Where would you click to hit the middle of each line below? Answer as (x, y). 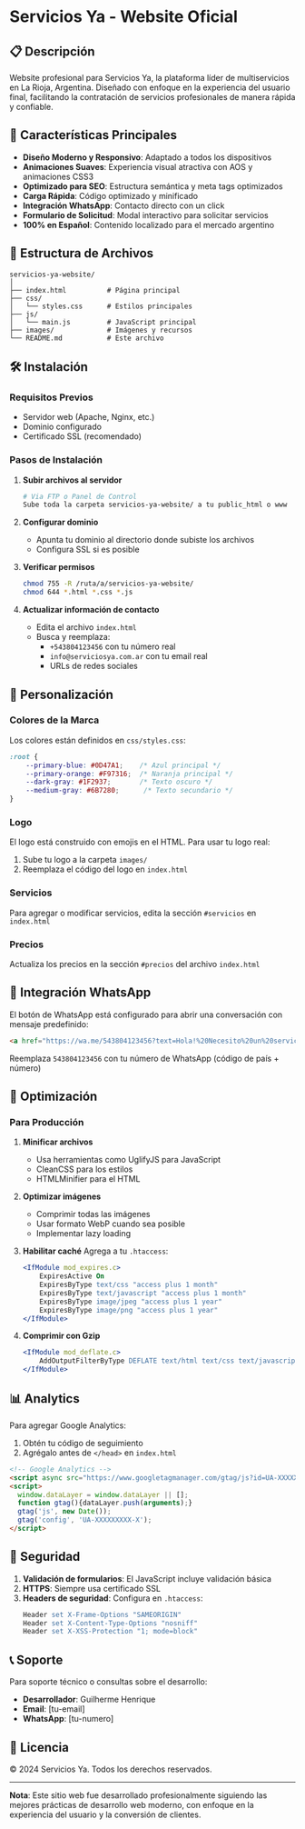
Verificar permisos (59, 567)
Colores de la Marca (54, 720)
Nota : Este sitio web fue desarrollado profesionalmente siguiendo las (138, 1795)
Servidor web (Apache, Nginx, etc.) (89, 417)
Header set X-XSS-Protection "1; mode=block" (110, 1632)
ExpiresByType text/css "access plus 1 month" (129, 1285)
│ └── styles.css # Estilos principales (101, 306)
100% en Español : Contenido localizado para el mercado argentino (148, 225)
